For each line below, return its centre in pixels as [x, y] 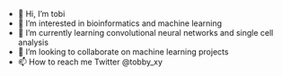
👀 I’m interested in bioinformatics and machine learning [120, 23]
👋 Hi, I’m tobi [41, 14]
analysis [33, 42]
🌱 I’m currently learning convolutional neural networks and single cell [145, 33]
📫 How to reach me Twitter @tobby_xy [90, 62]
